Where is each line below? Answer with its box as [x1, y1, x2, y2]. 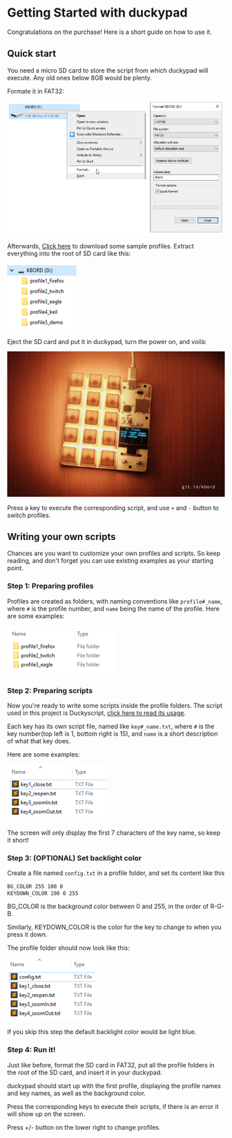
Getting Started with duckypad [7, 5, 188, 21]
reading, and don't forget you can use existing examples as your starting [7, 557, 214, 565]
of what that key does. [7, 737, 71, 745]
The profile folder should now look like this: [7, 943, 130, 952]
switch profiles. [7, 511, 51, 519]
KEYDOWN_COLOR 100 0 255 [7, 890, 79, 897]
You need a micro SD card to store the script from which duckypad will [7, 66, 209, 74]
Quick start [7, 48, 57, 60]
